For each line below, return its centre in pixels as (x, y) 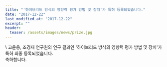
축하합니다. (16, 59)
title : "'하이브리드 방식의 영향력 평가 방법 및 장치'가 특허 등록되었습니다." (75, 10)
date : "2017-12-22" (25, 14)
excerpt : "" (17, 23)
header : (13, 28)
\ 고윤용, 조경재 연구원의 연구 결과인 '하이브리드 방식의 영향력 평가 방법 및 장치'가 (83, 47)
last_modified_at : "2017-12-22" (39, 19)
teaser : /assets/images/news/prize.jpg (51, 33)
